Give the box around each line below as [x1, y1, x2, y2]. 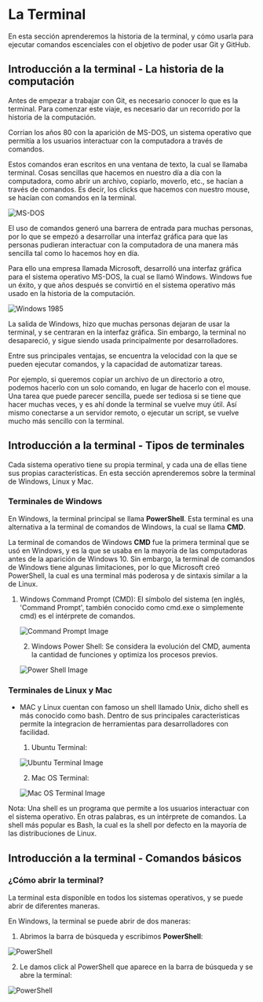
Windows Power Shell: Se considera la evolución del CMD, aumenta [31, 642, 251, 651]
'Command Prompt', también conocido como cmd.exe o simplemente [19, 602, 243, 612]
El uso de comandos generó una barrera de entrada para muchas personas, [8, 223, 254, 232]
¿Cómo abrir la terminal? [8, 875, 104, 886]
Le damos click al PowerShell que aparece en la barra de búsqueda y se [19, 962, 254, 971]
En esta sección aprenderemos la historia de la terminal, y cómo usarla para [8, 31, 254, 41]
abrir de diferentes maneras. [8, 901, 100, 910]
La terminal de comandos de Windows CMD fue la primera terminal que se [8, 537, 250, 547]
